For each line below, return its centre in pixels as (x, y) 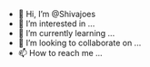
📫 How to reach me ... (60, 53)
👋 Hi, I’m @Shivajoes (57, 14)
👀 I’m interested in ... (56, 24)
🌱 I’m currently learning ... (66, 33)
